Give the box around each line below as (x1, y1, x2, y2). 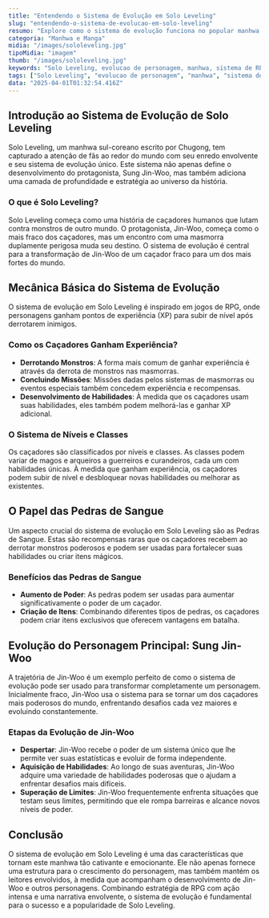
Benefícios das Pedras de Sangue (8, 571, 142, 582)
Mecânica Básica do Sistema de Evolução (8, 281, 220, 294)
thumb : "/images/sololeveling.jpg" (8, 57, 127, 65)
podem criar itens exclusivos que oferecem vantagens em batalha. (19, 615, 240, 625)
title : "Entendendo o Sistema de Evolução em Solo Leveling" (8, 11, 217, 20)
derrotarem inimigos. (8, 319, 78, 329)
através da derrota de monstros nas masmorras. (19, 366, 179, 376)
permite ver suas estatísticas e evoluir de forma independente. (19, 753, 227, 763)
